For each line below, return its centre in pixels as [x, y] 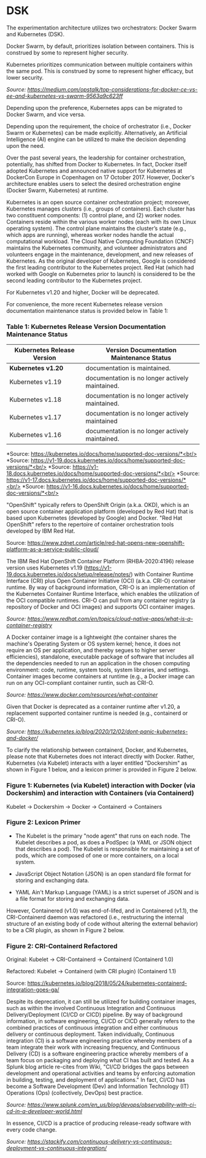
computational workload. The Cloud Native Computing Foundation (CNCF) [100, 241]
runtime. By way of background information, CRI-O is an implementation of [101, 587]
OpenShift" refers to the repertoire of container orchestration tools [90, 525]
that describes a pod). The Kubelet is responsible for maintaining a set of [107, 849]
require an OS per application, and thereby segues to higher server [91, 650]
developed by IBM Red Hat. [41, 531]
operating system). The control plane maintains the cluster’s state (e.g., [96, 228]
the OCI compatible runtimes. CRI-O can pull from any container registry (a [101, 600]
